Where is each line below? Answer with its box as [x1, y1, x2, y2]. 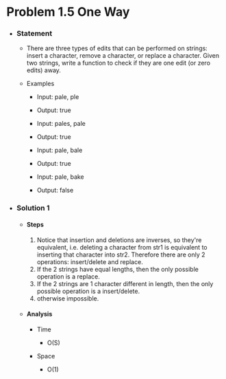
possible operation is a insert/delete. [36, 287, 140, 295]
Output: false [36, 186, 74, 195]
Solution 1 [16, 204, 50, 213]
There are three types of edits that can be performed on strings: [26, 44, 208, 52]
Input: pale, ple [36, 93, 79, 101]
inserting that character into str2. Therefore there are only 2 [36, 250, 205, 259]
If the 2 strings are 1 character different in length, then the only [36, 279, 214, 288]
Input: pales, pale [36, 120, 86, 128]
